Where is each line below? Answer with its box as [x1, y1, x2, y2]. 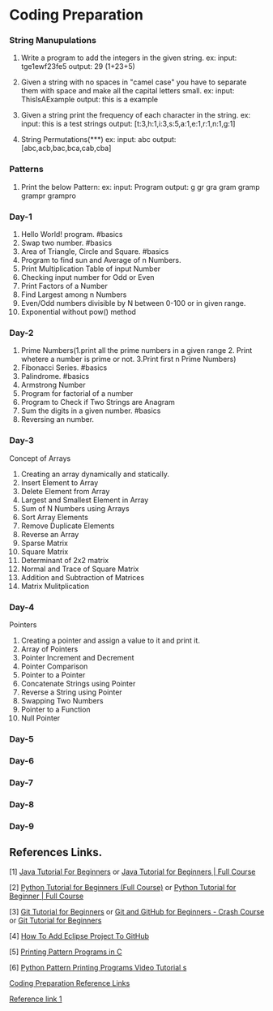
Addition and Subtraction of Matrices [20, 572, 145, 582]
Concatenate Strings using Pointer [20, 678, 136, 688]
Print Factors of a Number [20, 282, 108, 291]
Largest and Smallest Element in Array [20, 495, 149, 505]
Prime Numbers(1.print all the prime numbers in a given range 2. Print [20, 346, 253, 355]
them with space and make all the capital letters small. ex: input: [20, 86, 235, 96]
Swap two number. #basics [20, 238, 113, 248]
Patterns [9, 164, 44, 175]
